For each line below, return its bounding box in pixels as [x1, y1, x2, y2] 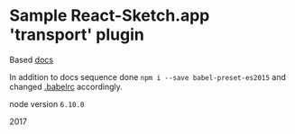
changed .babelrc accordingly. [9, 81, 124, 92]
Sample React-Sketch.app [9, 5, 210, 26]
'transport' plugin [9, 24, 144, 45]
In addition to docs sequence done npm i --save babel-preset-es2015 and [9, 71, 287, 82]
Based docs [9, 54, 54, 65]
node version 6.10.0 [9, 98, 85, 109]
